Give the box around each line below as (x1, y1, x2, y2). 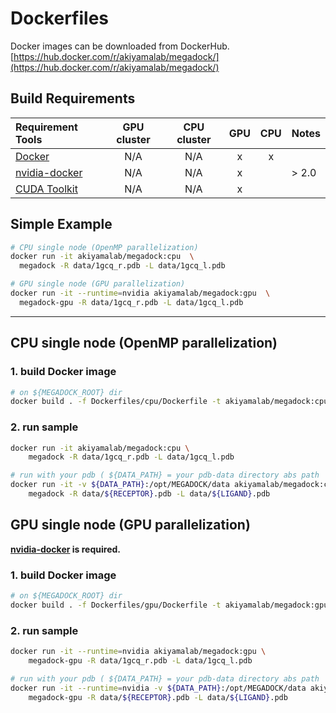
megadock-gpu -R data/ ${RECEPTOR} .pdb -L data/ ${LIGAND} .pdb (28, 692, 288, 702)
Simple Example (10, 216, 113, 233)
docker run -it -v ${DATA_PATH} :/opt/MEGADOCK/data (10, 480, 230, 490)
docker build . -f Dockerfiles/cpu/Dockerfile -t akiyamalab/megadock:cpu (10, 397, 329, 407)
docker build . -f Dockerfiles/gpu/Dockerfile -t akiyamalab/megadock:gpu (10, 600, 329, 610)
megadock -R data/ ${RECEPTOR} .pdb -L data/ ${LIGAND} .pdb (28, 489, 271, 499)
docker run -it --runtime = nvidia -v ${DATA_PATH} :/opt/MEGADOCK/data (10, 683, 307, 693)
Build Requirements (10, 90, 136, 107)
